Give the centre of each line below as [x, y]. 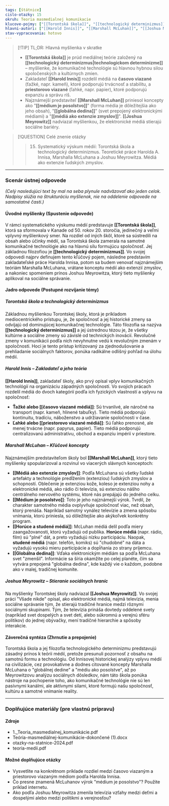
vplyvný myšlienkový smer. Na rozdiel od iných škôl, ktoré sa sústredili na [81, 235]
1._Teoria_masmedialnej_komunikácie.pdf [55, 732]
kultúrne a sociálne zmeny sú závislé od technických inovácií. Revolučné [80, 335]
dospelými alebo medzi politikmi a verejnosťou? [62, 798]
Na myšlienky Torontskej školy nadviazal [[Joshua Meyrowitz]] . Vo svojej [81, 593]
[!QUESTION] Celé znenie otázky [52, 137]
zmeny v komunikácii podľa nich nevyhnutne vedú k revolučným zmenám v [83, 341]
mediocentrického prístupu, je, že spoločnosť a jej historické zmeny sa [78, 319]
